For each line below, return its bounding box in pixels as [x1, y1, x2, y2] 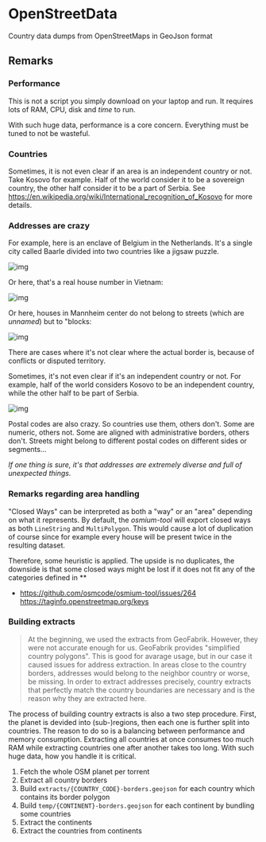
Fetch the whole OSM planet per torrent [19, 766, 150, 776]
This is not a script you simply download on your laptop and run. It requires [8, 96, 254, 106]
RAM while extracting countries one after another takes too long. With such [8, 743, 254, 752]
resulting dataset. [8, 540, 66, 550]
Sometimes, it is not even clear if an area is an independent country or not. [8, 166, 253, 176]
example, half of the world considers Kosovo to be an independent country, [8, 380, 256, 390]
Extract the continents [19, 817, 93, 827]
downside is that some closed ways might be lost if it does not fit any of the [8, 564, 256, 574]
